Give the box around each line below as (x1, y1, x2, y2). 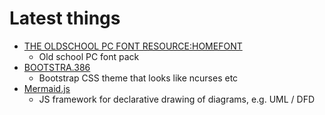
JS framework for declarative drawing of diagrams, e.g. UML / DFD (38, 93, 316, 105)
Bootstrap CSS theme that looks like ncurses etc (38, 72, 239, 84)
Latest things (9, 7, 121, 30)
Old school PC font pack (38, 50, 140, 62)
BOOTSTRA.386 (23, 61, 91, 73)
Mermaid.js (23, 82, 71, 94)
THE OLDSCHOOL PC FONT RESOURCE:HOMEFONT (23, 40, 243, 52)
